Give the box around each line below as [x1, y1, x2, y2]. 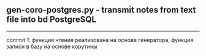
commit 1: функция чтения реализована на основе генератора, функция [6, 36, 194, 43]
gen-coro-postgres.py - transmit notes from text [6, 5, 196, 15]
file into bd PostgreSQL [6, 15, 97, 25]
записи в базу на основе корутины [6, 43, 97, 50]
